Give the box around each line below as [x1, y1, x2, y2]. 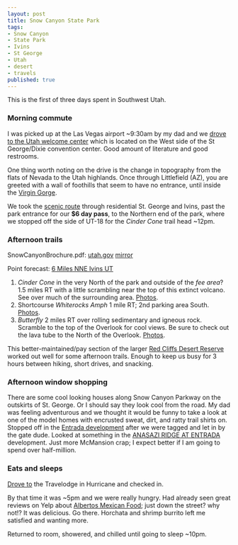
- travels [7, 69, 37, 76]
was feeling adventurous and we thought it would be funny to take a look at [7, 408, 227, 417]
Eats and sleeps [7, 464, 63, 474]
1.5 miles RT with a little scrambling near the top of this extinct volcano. [17, 285, 225, 294]
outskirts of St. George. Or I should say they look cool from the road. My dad [7, 401, 231, 409]
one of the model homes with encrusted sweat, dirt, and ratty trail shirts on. [7, 415, 228, 425]
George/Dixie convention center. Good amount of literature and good [7, 144, 208, 153]
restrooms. [7, 151, 39, 160]
